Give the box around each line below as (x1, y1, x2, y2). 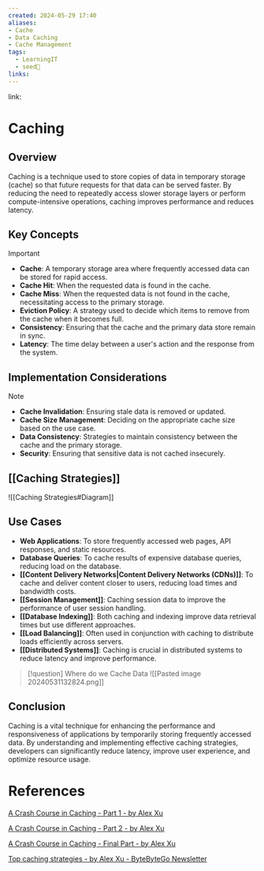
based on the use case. (19, 423, 96, 434)
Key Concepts (8, 228, 79, 241)
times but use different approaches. (19, 620, 136, 629)
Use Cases (8, 516, 62, 529)
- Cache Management (8, 41, 73, 49)
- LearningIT (15, 56, 58, 64)
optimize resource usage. (8, 754, 91, 764)
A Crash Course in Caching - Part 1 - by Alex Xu (8, 808, 163, 817)
